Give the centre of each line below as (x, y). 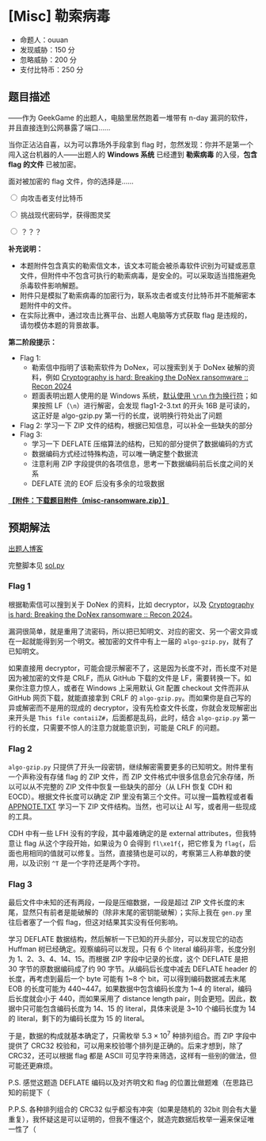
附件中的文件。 (51, 305)
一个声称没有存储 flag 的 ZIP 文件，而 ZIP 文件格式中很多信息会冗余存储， (128, 777)
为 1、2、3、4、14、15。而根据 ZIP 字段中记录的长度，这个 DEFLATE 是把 (128, 959)
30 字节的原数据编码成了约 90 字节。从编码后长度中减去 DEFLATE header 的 (133, 969)
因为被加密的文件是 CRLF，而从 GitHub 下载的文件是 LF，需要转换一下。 (127, 678)
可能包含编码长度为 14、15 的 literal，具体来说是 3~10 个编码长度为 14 (142, 1008)
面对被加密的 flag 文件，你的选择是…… (71, 181)
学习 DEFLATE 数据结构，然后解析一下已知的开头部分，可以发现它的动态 (126, 939)
